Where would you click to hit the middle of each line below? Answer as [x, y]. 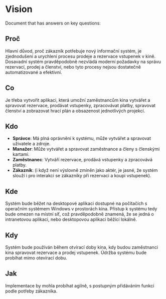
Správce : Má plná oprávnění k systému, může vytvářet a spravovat [82, 138]
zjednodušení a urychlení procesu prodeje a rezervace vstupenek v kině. [80, 56]
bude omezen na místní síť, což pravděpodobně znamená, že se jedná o [80, 214]
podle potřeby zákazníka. [31, 291]
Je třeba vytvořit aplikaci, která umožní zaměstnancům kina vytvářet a [78, 100]
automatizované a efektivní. [34, 72]
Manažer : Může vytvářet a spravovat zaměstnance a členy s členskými [86, 149]
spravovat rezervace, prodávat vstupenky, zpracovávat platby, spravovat [80, 105]
